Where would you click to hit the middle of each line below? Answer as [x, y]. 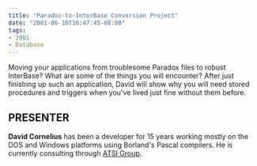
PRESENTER [39, 117]
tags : [17, 30]
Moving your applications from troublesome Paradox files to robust [117, 67]
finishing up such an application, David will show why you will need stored [129, 85]
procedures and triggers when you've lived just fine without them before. [127, 92]
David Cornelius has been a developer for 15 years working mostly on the [128, 136]
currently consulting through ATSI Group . [75, 153]
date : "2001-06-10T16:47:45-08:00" [67, 23]
